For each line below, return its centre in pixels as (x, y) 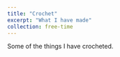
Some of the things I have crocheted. (60, 47)
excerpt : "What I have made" (50, 20)
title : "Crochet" (32, 14)
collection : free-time (40, 26)
